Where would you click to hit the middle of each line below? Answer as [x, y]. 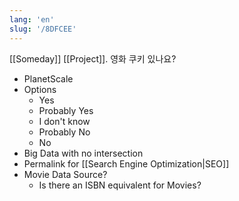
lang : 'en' [32, 19]
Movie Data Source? [65, 174]
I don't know [64, 121]
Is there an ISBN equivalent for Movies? [120, 185]
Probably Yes [66, 110]
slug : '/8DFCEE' [43, 29]
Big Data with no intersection [83, 153]
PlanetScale [48, 78]
